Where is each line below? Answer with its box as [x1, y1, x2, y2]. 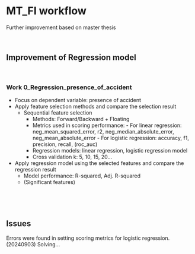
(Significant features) [23, 179, 76, 186]
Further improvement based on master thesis [6, 24, 116, 31]
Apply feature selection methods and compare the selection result [14, 103, 177, 110]
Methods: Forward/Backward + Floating [32, 116, 130, 123]
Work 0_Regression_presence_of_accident [6, 83, 132, 91]
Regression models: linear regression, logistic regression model [32, 147, 188, 154]
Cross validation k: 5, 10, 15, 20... [32, 153, 113, 161]
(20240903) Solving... [6, 240, 60, 247]
